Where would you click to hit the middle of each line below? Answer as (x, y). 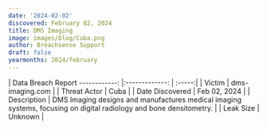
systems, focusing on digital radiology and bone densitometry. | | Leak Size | (134, 107)
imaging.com (30, 91)
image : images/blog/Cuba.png (57, 38)
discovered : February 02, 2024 (60, 23)
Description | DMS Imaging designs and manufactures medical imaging (125, 100)
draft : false (30, 53)
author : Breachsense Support (57, 45)
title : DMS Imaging (41, 30)
